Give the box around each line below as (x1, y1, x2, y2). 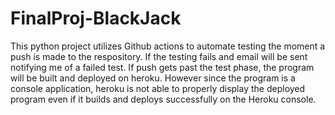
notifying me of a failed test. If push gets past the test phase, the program (10, 61, 315, 73)
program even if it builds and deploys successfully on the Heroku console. (10, 93, 317, 105)
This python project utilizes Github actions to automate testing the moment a (10, 40, 326, 52)
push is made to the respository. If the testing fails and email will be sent (10, 50, 308, 62)
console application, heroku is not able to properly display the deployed (10, 82, 306, 94)
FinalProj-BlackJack (10, 7, 182, 30)
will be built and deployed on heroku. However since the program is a (10, 72, 296, 84)
